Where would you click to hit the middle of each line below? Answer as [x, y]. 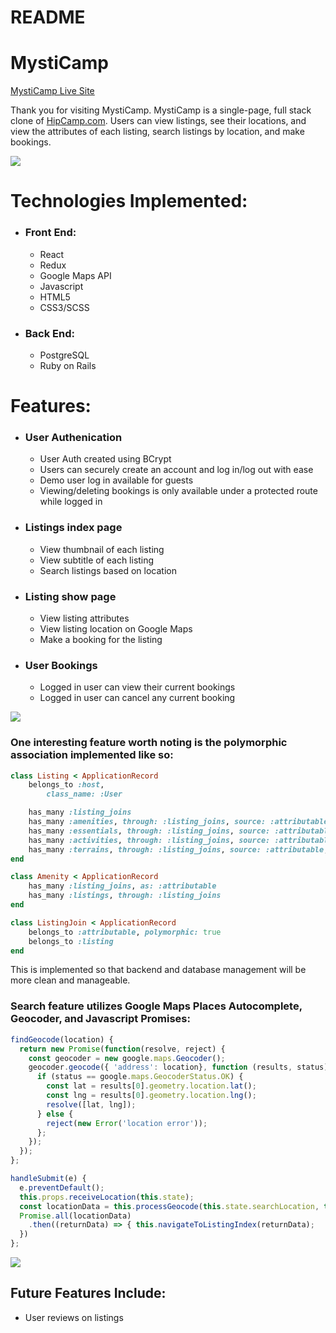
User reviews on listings [74, 1317]
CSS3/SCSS [64, 307]
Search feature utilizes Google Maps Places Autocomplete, [156, 1006]
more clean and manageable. [70, 980]
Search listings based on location [108, 570]
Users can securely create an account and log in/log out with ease [176, 470]
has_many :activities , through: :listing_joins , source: [149, 840]
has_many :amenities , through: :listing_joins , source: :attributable [178, 822]
